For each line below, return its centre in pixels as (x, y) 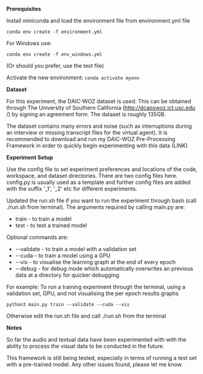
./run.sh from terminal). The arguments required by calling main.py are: (96, 207)
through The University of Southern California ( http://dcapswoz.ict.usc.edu (101, 108)
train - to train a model (43, 219)
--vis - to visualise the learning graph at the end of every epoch (95, 262)
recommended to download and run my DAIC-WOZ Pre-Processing (91, 139)
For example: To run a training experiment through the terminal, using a (96, 287)
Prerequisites (24, 9)
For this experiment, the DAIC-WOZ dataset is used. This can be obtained (99, 101)
